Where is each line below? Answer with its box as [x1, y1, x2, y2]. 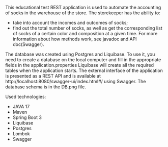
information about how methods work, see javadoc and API [12, 36, 137, 42]
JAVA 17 [12, 104, 30, 109]
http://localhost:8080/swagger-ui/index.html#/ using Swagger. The [5, 79, 146, 84]
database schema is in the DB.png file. [5, 84, 86, 90]
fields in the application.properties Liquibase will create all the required [5, 62, 154, 68]
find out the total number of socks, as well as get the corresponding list [12, 25, 162, 31]
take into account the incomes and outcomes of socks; [12, 20, 128, 26]
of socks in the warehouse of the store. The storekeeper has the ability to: [5, 10, 160, 16]
